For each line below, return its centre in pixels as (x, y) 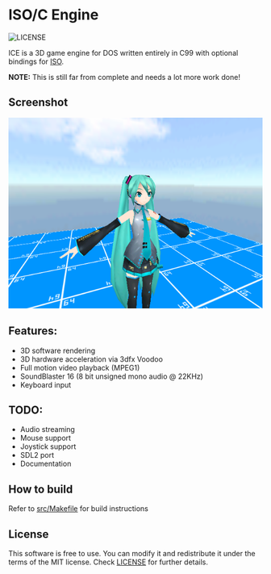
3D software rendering (58, 350)
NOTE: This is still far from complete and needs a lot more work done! (124, 77)
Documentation (46, 464)
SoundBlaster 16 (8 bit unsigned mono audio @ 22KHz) (112, 376)
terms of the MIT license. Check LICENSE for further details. (108, 562)
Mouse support (45, 438)
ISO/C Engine (54, 15)
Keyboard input (46, 384)
